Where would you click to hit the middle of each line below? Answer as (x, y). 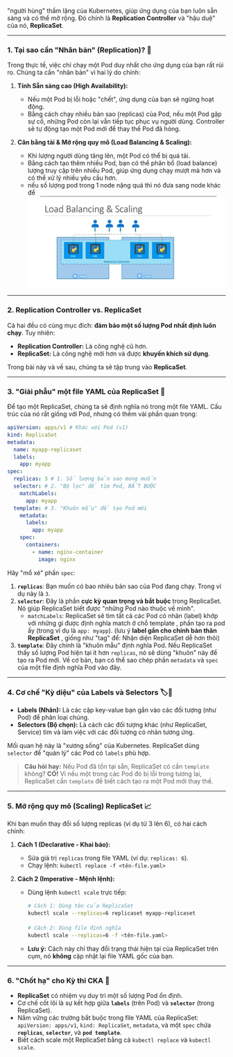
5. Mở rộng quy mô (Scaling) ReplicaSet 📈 (79, 806)
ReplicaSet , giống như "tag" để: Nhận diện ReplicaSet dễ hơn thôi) (124, 638)
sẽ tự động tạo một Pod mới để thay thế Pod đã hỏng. (104, 129)
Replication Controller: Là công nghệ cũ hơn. (82, 346)
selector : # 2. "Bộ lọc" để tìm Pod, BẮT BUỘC (85, 486)
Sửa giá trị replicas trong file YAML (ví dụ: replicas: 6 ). (108, 858)
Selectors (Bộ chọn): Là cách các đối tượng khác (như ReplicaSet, (112, 725)
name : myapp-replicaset (48, 449)
